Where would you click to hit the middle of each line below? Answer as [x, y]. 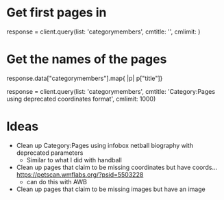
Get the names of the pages [87, 59]
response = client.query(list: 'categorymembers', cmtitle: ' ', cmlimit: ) [103, 32]
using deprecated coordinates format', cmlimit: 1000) [81, 99]
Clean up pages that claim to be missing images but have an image [111, 189]
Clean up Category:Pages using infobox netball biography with [104, 145]
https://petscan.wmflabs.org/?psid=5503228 [80, 174]
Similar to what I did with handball [74, 160]
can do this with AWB [57, 182]
